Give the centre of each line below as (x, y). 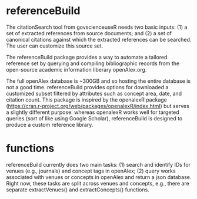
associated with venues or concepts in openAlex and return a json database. (99, 177)
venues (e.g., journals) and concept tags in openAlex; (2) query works (91, 171)
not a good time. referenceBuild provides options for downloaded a (87, 87)
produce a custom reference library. (50, 124)
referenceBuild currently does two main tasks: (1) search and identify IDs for (98, 164)
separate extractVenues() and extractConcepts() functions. (78, 190)
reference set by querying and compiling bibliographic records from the (93, 63)
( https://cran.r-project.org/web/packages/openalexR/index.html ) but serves (98, 106)
